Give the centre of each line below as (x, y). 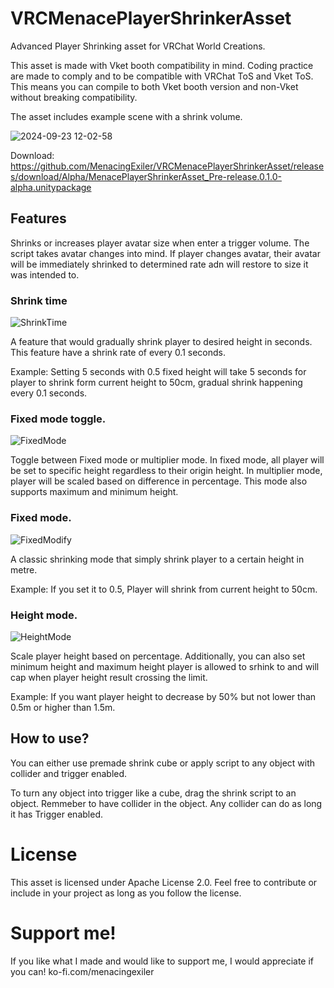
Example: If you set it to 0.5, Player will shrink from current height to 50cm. (164, 589)
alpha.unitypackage (51, 187)
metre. (24, 569)
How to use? (50, 738)
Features (38, 218)
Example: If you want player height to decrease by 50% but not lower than (163, 696)
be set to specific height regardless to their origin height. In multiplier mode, (166, 471)
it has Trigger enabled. (56, 814)
